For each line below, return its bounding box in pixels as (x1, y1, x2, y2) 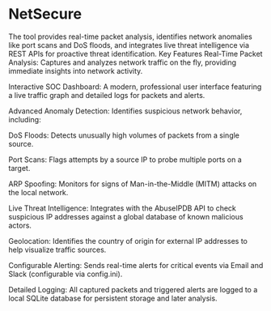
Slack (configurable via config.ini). (8, 269, 123, 279)
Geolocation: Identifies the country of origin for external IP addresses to (8, 236, 248, 245)
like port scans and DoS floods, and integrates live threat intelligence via (8, 40, 249, 49)
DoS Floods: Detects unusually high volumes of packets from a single (8, 130, 240, 140)
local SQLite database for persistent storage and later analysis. (8, 293, 218, 303)
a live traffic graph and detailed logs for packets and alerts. (8, 90, 205, 100)
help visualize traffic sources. (8, 245, 107, 254)
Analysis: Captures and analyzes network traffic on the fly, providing (8, 58, 237, 67)
